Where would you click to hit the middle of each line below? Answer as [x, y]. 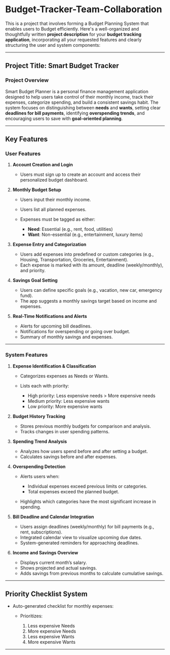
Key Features [27, 139]
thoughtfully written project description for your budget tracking [73, 34]
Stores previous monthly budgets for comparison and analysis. [86, 426]
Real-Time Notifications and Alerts [50, 316]
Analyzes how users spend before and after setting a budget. [84, 451]
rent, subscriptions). [41, 532]
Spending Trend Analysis [40, 441]
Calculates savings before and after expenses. [69, 457]
